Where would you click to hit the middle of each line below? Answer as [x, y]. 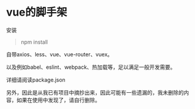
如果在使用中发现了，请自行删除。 [58, 100]
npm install [34, 42]
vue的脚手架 [37, 12]
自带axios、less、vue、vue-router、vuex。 [60, 54]
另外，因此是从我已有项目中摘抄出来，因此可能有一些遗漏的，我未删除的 [95, 92]
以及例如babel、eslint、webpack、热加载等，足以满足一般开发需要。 [91, 67]
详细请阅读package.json [36, 80]
